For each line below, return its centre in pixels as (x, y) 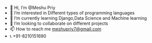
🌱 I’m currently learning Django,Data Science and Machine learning (78, 18)
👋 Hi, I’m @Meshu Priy (32, 8)
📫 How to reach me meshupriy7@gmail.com (55, 29)
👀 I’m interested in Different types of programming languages (72, 13)
